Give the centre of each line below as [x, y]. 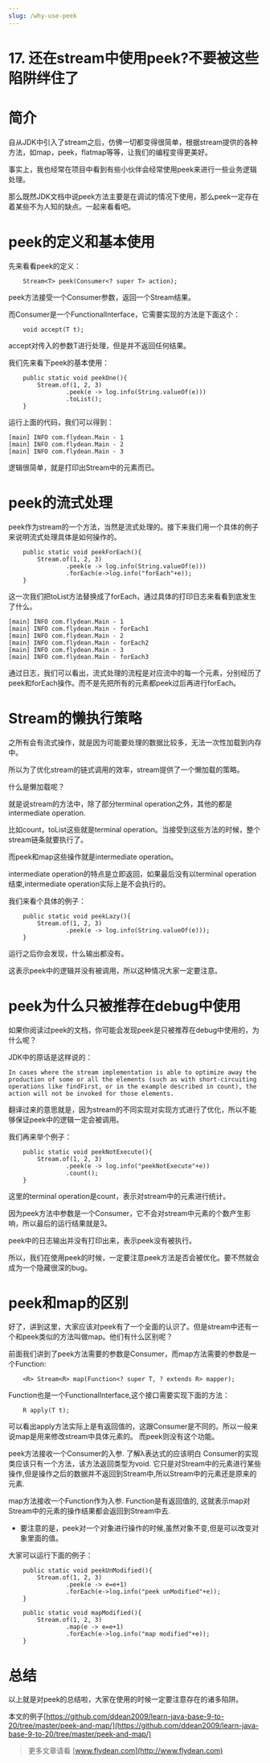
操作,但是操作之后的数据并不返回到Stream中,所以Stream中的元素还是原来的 [133, 1474]
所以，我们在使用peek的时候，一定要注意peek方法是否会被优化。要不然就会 [134, 1257]
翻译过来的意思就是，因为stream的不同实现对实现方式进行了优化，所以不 [129, 1110]
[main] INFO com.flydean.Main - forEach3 [79, 657]
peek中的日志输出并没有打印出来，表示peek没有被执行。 [102, 1240]
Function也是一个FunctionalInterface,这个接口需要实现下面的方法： [119, 1396]
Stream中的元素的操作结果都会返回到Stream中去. [90, 1511]
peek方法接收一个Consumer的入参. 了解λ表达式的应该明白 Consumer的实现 [133, 1454]
